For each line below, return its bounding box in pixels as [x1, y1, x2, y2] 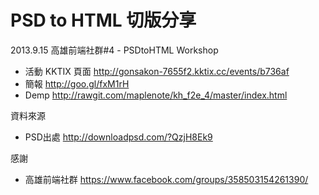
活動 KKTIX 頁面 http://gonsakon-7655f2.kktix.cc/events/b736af [24, 65, 290, 77]
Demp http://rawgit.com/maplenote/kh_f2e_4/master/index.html [24, 89, 288, 101]
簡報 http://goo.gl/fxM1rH [24, 77, 130, 90]
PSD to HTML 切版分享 [10, 9, 197, 32]
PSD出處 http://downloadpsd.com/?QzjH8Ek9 [24, 131, 213, 143]
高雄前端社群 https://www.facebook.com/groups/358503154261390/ [24, 173, 309, 185]
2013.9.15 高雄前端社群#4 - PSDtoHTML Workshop [10, 44, 219, 56]
